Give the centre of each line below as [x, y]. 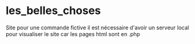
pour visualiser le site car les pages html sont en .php [73, 34]
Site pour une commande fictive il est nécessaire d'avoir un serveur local [97, 28]
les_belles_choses [53, 11]
